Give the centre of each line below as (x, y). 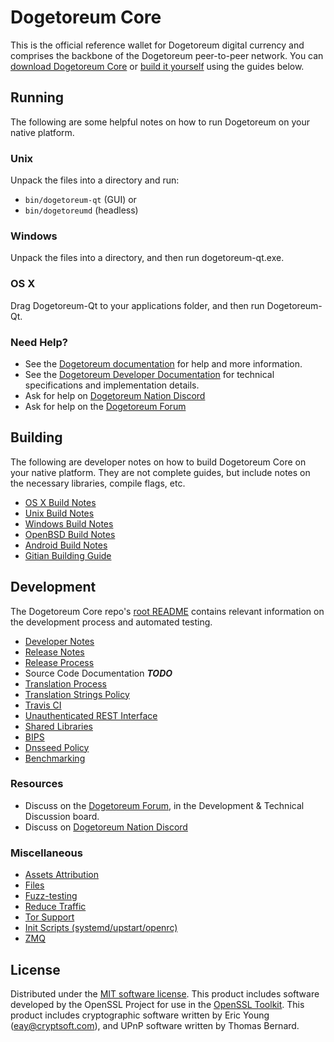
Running (37, 97)
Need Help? (39, 342)
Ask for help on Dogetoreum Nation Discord (115, 395)
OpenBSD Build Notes (70, 534)
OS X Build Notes (60, 502)
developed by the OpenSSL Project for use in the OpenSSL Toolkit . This (157, 1004)
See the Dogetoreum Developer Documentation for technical (149, 374)
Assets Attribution (61, 875)
